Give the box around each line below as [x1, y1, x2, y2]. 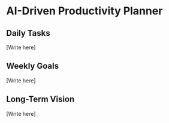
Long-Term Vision [6, 94, 75, 104]
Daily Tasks [6, 28, 50, 38]
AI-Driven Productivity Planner [6, 4, 163, 18]
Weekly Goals [6, 61, 59, 71]
